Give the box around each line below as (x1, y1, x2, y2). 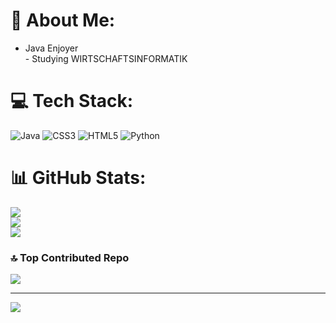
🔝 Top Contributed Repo (10, 250, 130, 264)
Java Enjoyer (24, 42, 79, 54)
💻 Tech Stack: (10, 90, 134, 113)
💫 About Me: (10, 9, 116, 32)
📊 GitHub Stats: (10, 167, 147, 189)
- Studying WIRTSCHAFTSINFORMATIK (24, 52, 188, 64)
